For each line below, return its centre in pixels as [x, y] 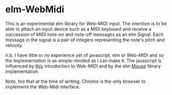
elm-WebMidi [35, 9]
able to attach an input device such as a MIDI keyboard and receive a [78, 29]
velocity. [14, 45]
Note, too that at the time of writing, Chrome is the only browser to [75, 81]
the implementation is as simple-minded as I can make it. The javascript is [83, 60]
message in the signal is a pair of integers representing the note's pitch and [85, 40]
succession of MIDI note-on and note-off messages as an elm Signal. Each [84, 34]
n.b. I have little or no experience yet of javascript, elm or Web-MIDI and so [85, 55]
